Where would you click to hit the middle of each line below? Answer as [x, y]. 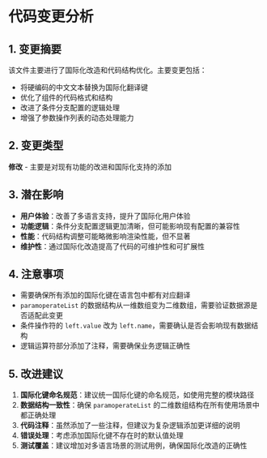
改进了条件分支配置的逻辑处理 [70, 107]
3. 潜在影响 [36, 195]
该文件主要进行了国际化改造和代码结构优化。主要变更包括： [108, 70]
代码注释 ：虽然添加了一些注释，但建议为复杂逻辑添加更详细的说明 [130, 426]
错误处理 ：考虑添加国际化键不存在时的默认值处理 [102, 435]
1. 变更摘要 [35, 49]
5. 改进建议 [36, 374]
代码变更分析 [51, 17]
